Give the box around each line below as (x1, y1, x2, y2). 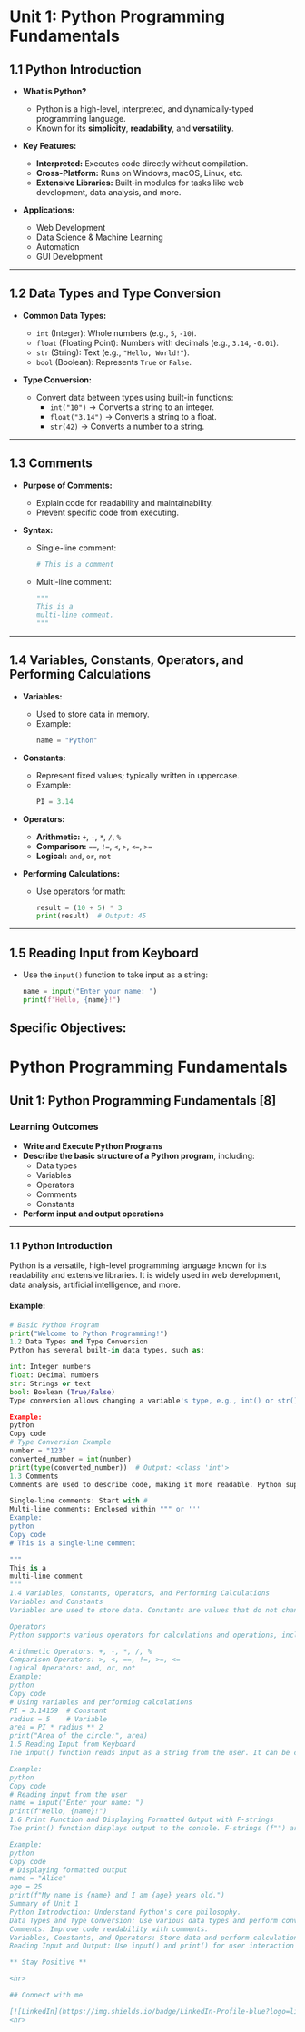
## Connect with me (9, 1991, 84, 2000)
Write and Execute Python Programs (22, 1141, 163, 1152)
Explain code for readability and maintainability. (35, 497, 213, 508)
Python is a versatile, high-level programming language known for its (9, 1260, 267, 1271)
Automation (35, 242, 80, 252)
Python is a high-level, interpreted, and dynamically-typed (35, 104, 254, 114)
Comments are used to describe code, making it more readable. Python (9, 1480, 282, 1489)
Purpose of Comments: (22, 480, 113, 491)
